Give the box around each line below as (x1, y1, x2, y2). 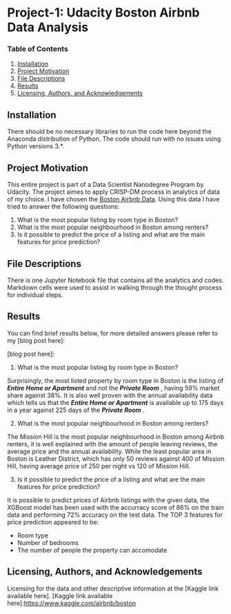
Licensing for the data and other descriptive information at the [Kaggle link (7, 584, 219, 593)
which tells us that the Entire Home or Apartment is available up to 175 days (7, 398, 224, 406)
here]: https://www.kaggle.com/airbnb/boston (7, 599, 137, 607)
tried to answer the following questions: (7, 202, 120, 211)
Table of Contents (7, 44, 69, 54)
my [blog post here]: (7, 336, 66, 344)
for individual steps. (7, 290, 63, 299)
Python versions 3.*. (7, 142, 64, 150)
